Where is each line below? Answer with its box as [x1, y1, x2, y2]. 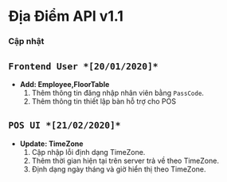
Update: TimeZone [19, 139, 84, 148]
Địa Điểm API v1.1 [8, 7, 123, 26]
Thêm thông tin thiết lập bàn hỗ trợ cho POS [31, 96, 177, 106]
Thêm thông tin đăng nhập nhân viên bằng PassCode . [31, 88, 205, 97]
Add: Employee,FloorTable [19, 79, 110, 89]
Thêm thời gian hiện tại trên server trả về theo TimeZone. [31, 156, 219, 165]
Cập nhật [8, 36, 45, 47]
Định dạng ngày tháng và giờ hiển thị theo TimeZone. [31, 164, 206, 174]
